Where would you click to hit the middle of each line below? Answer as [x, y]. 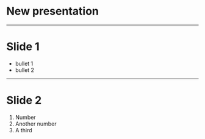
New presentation [53, 11]
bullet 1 [24, 63]
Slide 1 [23, 47]
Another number [36, 124]
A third [23, 130]
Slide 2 [24, 100]
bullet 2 [25, 70]
